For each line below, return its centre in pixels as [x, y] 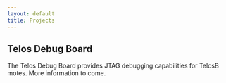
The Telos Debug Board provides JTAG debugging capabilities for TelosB [113, 66]
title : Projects [31, 20]
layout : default [31, 14]
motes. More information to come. [57, 73]
